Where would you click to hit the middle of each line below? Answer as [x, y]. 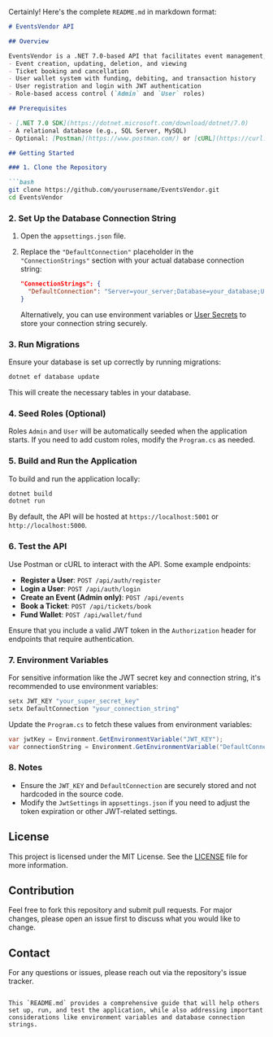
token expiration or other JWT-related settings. [98, 811]
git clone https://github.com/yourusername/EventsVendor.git [114, 190]
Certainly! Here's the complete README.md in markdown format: [113, 12]
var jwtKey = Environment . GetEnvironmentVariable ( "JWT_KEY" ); [116, 739]
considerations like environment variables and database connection [127, 1017]
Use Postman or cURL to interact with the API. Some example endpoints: [130, 564]
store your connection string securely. [84, 323]
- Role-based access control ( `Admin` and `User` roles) [107, 94]
